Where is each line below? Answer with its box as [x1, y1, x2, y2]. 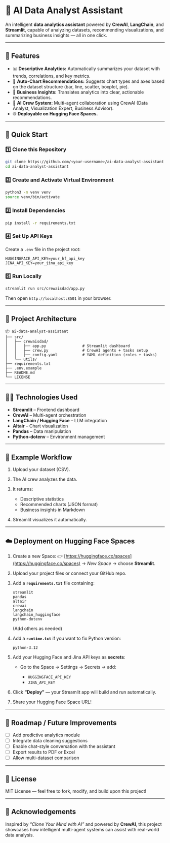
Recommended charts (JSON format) [20, 502, 98, 508]
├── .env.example [5, 365, 42, 370]
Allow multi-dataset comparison [12, 755, 79, 761]
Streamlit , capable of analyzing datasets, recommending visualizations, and [5, 26, 164, 33]
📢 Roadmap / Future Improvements [5, 719, 117, 727]
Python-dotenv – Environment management [12, 433, 105, 440]
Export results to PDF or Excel [12, 749, 75, 755]
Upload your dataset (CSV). [12, 466, 70, 473]
